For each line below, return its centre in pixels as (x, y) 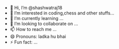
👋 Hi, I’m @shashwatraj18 (36, 8)
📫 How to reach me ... (33, 29)
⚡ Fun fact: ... (24, 42)
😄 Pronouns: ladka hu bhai (38, 36)
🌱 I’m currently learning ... (37, 18)
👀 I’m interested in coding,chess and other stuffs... (62, 13)
